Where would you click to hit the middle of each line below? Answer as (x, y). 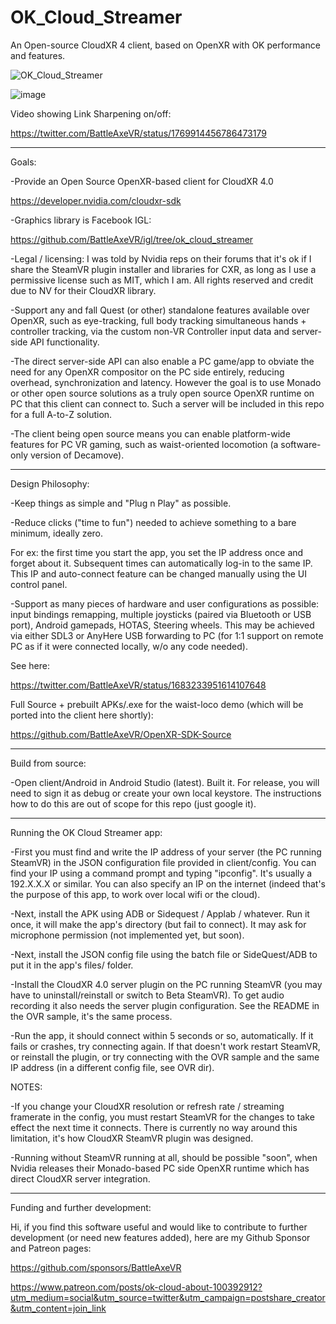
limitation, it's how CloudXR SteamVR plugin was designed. (132, 1138)
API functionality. (64, 342)
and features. (38, 55)
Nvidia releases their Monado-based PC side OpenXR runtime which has (160, 1168)
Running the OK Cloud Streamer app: (86, 832)
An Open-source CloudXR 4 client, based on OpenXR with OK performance (165, 45)
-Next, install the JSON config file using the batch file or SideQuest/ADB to (164, 954)
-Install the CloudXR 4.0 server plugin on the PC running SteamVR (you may (166, 984)
